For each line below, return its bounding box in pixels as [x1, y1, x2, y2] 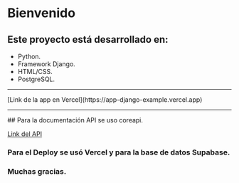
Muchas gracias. [7, 166, 67, 176]
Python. [17, 52, 41, 61]
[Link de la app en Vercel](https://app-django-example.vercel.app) [7, 95, 203, 104]
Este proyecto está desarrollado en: [7, 33, 169, 46]
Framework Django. [17, 60, 76, 68]
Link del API [7, 130, 43, 138]
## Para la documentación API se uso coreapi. [7, 116, 144, 124]
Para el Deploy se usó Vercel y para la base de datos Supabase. [7, 147, 230, 157]
